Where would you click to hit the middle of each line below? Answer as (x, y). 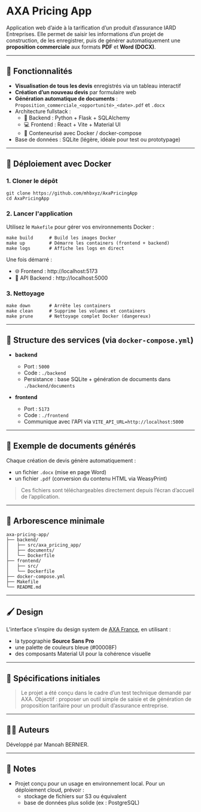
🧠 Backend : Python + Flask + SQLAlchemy (77, 118)
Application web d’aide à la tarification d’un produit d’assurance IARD (91, 28)
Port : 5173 (36, 409)
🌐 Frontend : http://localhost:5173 (56, 271)
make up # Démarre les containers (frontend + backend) (88, 243)
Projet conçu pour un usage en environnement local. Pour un (90, 783)
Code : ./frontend (46, 415)
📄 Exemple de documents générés (71, 446)
